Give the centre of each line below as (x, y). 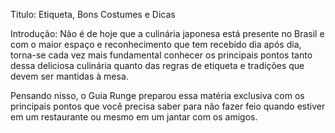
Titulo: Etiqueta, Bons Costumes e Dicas (93, 14)
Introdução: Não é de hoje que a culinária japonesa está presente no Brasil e (167, 33)
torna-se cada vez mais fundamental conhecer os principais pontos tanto (161, 55)
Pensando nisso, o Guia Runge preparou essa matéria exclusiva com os (157, 95)
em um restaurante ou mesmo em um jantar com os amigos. (134, 117)
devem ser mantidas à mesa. (69, 76)
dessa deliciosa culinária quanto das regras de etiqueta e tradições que (157, 65)
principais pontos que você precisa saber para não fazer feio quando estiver (168, 106)
